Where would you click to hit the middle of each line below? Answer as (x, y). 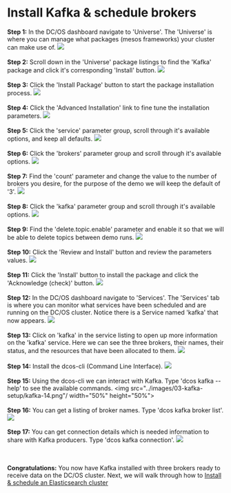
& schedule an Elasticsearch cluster (58, 482)
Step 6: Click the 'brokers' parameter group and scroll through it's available (114, 153)
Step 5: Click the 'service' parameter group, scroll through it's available (109, 130)
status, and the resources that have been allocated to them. (92, 350)
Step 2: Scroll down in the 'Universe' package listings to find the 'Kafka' (109, 62)
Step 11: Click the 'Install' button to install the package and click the (103, 274)
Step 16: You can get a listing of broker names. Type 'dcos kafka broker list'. (115, 410)
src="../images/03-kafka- (167, 388)
